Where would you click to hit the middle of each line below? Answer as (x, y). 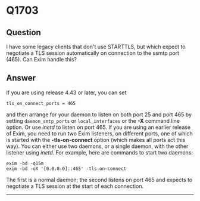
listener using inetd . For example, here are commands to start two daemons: (100, 152)
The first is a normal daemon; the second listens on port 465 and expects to (99, 180)
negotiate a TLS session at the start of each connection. (75, 186)
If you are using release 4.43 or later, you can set (66, 92)
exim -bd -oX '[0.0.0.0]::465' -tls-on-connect (66, 168)
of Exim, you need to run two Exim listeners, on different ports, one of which (99, 133)
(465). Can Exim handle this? (42, 59)
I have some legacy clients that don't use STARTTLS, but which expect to (96, 47)
